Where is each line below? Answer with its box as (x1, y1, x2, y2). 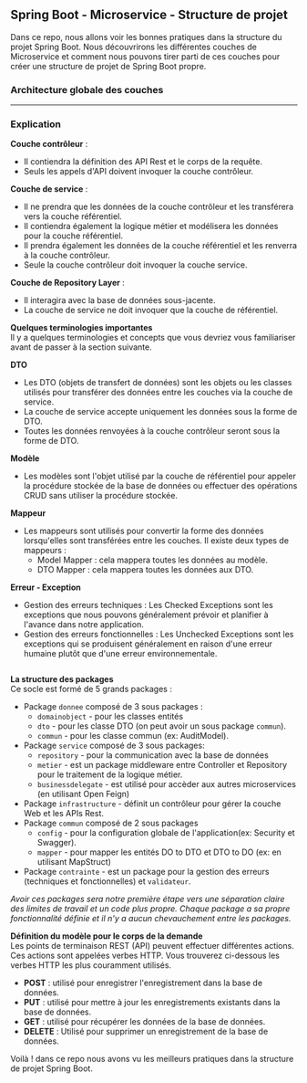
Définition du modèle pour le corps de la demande (10, 931, 203, 941)
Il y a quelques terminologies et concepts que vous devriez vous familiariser (10, 332, 296, 343)
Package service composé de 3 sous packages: (23, 740, 205, 752)
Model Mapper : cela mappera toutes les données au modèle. (36, 554, 268, 565)
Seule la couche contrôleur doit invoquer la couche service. (23, 259, 248, 270)
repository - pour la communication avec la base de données (36, 750, 270, 761)
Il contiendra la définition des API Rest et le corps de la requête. (23, 156, 263, 167)
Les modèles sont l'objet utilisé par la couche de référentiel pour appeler (23, 470, 297, 482)
